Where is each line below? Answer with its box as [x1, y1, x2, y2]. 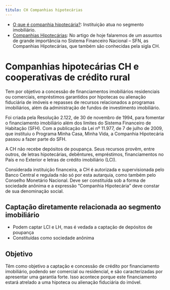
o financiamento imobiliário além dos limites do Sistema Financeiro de [5, 120, 151, 126]
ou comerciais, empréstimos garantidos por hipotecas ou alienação [5, 93, 146, 100]
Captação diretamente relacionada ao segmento [5, 203, 161, 211]
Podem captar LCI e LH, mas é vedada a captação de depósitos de [12, 224, 153, 230]
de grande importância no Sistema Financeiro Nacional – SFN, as [12, 38, 149, 44]
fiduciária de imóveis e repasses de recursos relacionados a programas [5, 99, 155, 105]
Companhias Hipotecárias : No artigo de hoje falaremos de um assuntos [12, 32, 162, 38]
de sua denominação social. [5, 188, 64, 194]
